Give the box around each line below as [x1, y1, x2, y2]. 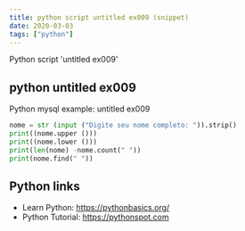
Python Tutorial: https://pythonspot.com [21, 211, 169, 223]
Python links [9, 178, 80, 194]
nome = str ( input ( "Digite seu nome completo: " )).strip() [9, 121, 238, 130]
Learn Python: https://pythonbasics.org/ [21, 202, 170, 213]
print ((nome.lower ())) [9, 137, 98, 146]
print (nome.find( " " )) [9, 153, 94, 163]
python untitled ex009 [9, 79, 136, 95]
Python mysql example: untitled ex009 [9, 103, 151, 114]
